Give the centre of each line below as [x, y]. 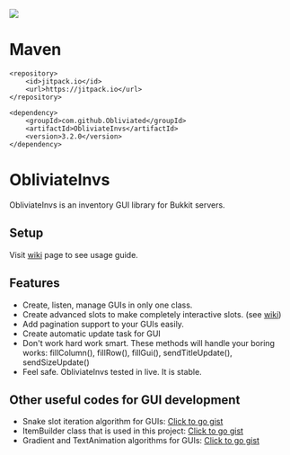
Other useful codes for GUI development [125, 400]
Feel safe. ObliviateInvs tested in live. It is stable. [112, 371]
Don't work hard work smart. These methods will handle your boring [149, 343]
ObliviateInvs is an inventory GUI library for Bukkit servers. [118, 205]
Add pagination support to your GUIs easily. [103, 324]
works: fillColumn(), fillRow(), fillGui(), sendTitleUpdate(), [127, 352]
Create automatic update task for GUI [92, 334]
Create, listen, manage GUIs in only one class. [107, 305]
